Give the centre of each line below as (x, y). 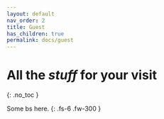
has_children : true (35, 34)
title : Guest (26, 27)
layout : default (31, 14)
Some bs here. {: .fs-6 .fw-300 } (54, 109)
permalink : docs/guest (40, 40)
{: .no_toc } (23, 95)
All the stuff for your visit (82, 75)
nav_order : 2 (26, 21)
